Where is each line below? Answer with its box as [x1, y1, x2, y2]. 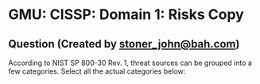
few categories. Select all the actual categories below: [8, 67, 186, 76]
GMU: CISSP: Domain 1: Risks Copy [8, 6, 244, 24]
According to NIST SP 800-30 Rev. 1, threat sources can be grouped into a [8, 58, 253, 67]
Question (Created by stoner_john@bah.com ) [8, 37, 240, 51]
